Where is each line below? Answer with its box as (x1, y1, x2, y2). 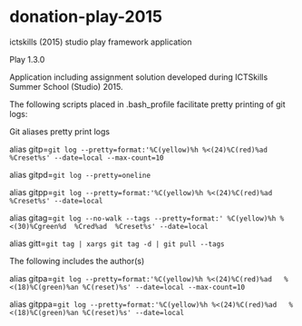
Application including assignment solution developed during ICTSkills (9, 71, 268, 83)
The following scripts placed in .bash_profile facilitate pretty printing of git (9, 98, 286, 110)
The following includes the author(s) (9, 255, 145, 266)
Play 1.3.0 (9, 54, 45, 64)
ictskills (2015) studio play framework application (9, 36, 192, 47)
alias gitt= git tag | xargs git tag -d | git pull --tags (9, 238, 225, 249)
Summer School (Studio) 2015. (9, 81, 123, 92)
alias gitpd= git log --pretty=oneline (9, 169, 151, 180)
